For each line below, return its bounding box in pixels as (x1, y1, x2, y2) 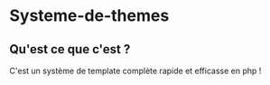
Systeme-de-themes (9, 5, 170, 26)
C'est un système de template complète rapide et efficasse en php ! (9, 65, 262, 76)
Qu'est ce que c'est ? (9, 42, 131, 57)
